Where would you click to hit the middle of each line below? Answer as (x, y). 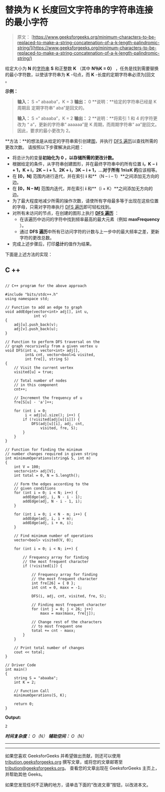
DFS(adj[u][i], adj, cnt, (58, 424)
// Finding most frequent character (69, 605)
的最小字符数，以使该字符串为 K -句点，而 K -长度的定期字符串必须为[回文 (80, 74)
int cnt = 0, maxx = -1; (57, 587)
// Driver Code (21, 665)
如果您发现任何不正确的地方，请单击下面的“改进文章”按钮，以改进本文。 (78, 785)
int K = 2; (25, 682)
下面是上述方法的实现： (29, 254)
